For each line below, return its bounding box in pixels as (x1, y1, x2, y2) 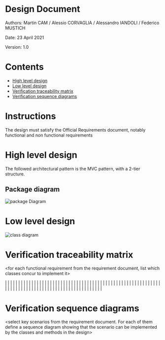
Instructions (5, 111, 56, 122)
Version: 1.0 (5, 44, 29, 50)
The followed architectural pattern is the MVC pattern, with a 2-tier (5, 166, 140, 171)
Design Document (5, 3, 80, 15)
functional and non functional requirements (5, 132, 93, 138)
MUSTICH (5, 25, 26, 31)
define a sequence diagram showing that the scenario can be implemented (5, 324, 158, 330)
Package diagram (5, 185, 60, 194)
